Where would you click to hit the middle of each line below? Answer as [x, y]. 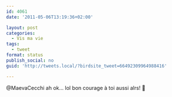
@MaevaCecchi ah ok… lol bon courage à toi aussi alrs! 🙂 [76, 88]
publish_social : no [30, 60]
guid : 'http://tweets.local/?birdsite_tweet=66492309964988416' [87, 66]
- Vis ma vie [27, 39]
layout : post [22, 28]
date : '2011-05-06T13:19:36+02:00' [50, 17]
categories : [21, 33]
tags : [13, 44]
